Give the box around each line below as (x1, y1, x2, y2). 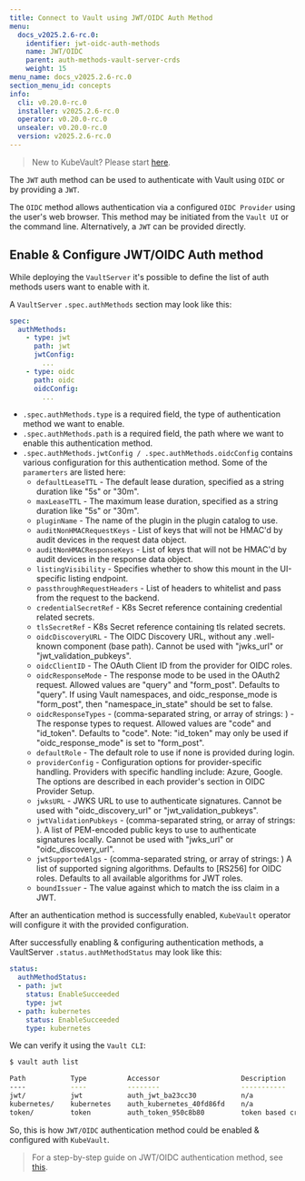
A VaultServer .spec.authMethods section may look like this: (9, 298, 232, 309)
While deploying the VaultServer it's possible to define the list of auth (9, 271, 270, 282)
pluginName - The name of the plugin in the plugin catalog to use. (35, 515, 279, 526)
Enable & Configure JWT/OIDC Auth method (9, 247, 264, 263)
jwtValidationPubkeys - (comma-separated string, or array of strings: (35, 815, 296, 826)
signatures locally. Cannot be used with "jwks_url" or (35, 834, 234, 845)
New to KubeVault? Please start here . (31, 156, 171, 167)
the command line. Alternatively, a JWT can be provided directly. (9, 220, 247, 232)
